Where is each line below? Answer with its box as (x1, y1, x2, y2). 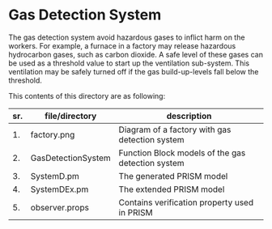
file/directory (44, 110, 97, 121)
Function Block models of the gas (118, 147, 246, 159)
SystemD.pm (30, 170, 79, 181)
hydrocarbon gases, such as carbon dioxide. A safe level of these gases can (8, 49, 263, 59)
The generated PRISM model (118, 170, 228, 181)
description (166, 110, 212, 121)
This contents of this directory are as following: (8, 91, 166, 100)
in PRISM (118, 206, 154, 218)
